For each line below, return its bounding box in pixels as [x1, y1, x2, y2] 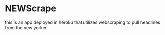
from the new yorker [5, 24, 47, 30]
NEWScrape [5, 3, 56, 14]
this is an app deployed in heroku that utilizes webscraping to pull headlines [5, 19, 161, 25]
